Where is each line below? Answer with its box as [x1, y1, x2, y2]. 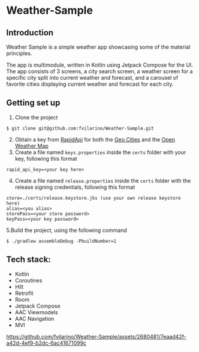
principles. [6, 50, 32, 57]
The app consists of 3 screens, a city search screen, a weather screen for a [6, 68, 193, 75]
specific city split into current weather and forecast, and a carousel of [6, 74, 179, 81]
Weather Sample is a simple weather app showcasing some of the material [6, 43, 191, 50]
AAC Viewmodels [14, 308, 58, 315]
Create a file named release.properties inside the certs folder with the [14, 177, 191, 184]
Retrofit [14, 289, 34, 297]
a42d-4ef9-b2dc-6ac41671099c [6, 339, 87, 347]
